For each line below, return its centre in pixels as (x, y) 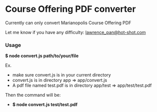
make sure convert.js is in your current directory (62, 75)
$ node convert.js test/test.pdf (45, 105)
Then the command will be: (33, 95)
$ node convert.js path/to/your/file (42, 56)
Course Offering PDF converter (71, 9)
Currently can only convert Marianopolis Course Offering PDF (68, 23)
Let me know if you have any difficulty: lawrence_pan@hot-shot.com (76, 32)
